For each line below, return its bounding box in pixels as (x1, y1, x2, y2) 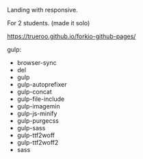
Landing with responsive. (7, 6, 78, 14)
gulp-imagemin (16, 102, 60, 110)
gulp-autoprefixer (16, 81, 67, 88)
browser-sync (16, 59, 57, 67)
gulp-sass (16, 124, 46, 132)
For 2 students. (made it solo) (7, 19, 90, 27)
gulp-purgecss (16, 117, 60, 125)
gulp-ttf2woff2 (16, 139, 59, 146)
